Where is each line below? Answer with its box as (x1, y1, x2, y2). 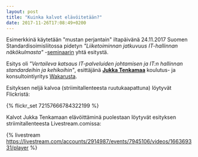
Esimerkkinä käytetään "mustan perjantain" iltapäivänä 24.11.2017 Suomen (6, 36, 188, 43)
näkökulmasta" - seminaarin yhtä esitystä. (6, 49, 109, 56)
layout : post (6, 8, 39, 15)
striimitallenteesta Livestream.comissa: (6, 120, 102, 127)
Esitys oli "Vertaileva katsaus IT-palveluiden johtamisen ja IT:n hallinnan (6, 60, 183, 67)
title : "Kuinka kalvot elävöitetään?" (6, 14, 102, 20)
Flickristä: (6, 90, 30, 98)
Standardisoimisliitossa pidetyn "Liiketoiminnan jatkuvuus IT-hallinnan (6, 42, 178, 49)
